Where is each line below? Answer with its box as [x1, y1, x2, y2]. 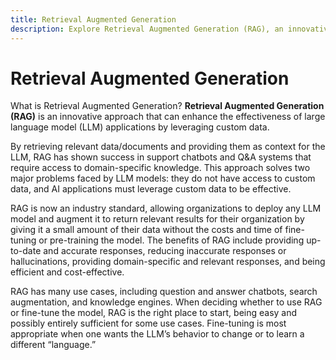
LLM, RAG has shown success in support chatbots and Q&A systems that [10, 151, 312, 163]
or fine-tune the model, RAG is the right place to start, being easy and [10, 307, 298, 319]
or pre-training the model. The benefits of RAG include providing [38, 234, 305, 246]
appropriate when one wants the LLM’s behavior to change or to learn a [10, 328, 305, 340]
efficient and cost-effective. [10, 266, 125, 278]
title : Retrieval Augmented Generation [10, 14, 177, 25]
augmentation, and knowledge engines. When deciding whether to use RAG [10, 296, 323, 308]
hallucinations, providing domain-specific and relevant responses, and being [10, 256, 326, 268]
